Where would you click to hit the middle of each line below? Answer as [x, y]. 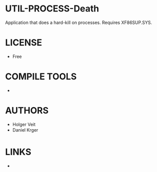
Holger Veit [24, 124]
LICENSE [24, 43]
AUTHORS [27, 111]
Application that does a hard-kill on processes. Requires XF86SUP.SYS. [78, 22]
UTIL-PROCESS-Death [52, 9]
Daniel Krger [25, 130]
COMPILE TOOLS [41, 77]
